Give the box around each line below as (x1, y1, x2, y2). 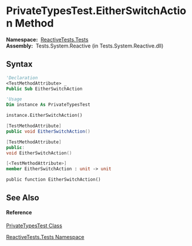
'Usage (6, 96, 22, 102)
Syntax (6, 59, 33, 69)
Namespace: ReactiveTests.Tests (6, 36, 89, 43)
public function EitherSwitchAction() (6, 177, 101, 183)
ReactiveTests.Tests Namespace (6, 233, 85, 240)
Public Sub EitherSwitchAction (6, 86, 83, 92)
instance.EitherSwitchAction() (6, 113, 83, 119)
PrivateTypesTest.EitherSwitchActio (6, 4, 187, 18)
